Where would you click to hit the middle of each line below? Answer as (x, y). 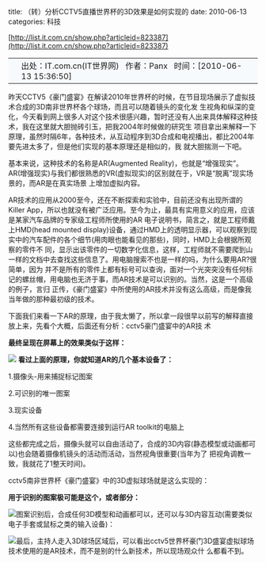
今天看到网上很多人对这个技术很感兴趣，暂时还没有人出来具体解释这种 (136, 117)
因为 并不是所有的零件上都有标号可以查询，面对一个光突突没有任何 (137, 269)
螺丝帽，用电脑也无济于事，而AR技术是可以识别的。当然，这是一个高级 (137, 279)
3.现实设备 (25, 410)
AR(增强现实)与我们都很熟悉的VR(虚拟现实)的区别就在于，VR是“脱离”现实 (127, 173)
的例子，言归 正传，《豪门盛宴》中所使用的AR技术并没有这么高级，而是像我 (130, 289)
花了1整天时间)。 (63, 463)
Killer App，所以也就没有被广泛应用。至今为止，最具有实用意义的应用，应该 (131, 210)
